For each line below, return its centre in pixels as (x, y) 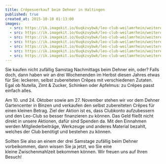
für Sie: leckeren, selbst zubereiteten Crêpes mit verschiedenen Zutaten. (79, 80)
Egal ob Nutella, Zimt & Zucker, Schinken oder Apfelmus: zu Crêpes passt (80, 85)
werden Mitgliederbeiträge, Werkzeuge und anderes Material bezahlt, (76, 126)
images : (13, 23)
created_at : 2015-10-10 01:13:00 (40, 19)
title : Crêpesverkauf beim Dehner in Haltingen (55, 10)
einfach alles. (19, 91)
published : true (22, 14)
